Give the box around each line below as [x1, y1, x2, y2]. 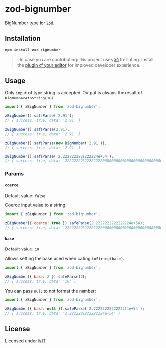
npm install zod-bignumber [5, 47, 61, 52]
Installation [5, 34, 41, 43]
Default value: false [5, 193, 46, 199]
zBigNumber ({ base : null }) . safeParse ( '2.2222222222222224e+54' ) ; [5, 306, 145, 311]
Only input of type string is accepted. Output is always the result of [5, 90, 142, 96]
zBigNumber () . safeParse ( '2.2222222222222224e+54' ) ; [5, 154, 114, 159]
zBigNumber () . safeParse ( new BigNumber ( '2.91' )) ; [5, 140, 107, 146]
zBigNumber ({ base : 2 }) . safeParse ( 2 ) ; [5, 274, 87, 279]
